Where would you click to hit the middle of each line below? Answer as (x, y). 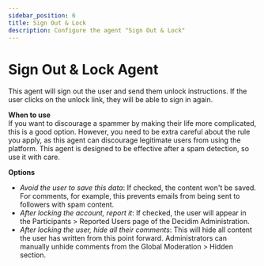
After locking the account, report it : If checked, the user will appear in (133, 213)
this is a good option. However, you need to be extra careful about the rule (129, 132)
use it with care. (34, 157)
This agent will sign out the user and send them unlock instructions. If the (128, 91)
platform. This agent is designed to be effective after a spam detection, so (129, 149)
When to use (30, 115)
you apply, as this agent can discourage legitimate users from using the (124, 140)
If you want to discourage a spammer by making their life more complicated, (132, 123)
